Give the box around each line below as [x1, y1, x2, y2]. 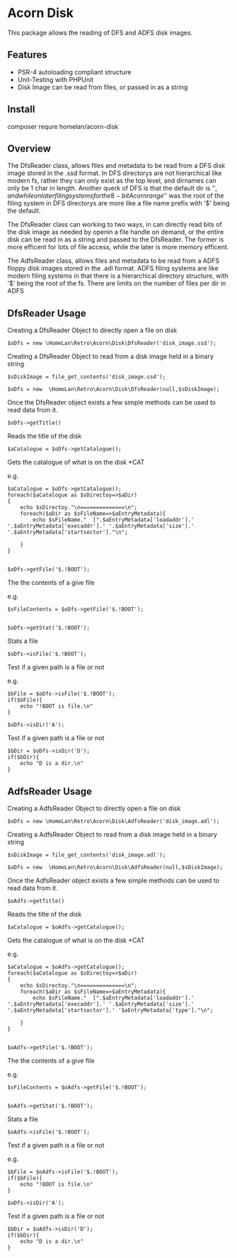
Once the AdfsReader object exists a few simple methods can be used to [7, 876, 220, 885]
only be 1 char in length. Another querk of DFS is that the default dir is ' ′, [7, 184, 218, 193]
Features [7, 49, 47, 61]
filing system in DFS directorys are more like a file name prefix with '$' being [7, 199, 230, 208]
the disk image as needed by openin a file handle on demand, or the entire [7, 228, 224, 237]
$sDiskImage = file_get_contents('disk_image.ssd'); [7, 373, 166, 380]
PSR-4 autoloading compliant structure [17, 67, 132, 76]
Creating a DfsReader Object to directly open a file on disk [7, 326, 178, 334]
